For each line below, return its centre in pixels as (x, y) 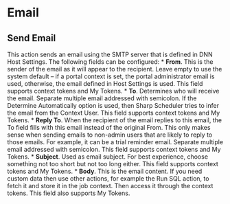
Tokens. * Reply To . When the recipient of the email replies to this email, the (114, 120)
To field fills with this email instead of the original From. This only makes (109, 127)
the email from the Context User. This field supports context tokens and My (114, 113)
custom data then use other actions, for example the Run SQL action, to (108, 179)
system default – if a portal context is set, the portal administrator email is (111, 76)
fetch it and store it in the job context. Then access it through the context (110, 186)
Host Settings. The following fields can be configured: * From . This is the (110, 62)
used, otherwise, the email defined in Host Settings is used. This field (105, 83)
